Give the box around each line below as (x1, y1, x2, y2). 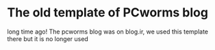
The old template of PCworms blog (7, 5, 209, 21)
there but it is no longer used (7, 34, 89, 42)
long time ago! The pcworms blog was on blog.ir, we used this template (7, 27, 209, 36)
